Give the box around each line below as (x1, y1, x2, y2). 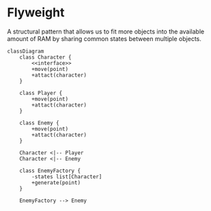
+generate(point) (31, 179, 81, 186)
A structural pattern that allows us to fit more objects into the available (7, 27, 205, 36)
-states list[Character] (31, 173, 102, 180)
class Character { (19, 53, 72, 61)
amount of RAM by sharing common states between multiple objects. (7, 34, 201, 42)
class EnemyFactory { (19, 167, 81, 174)
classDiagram (7, 48, 44, 55)
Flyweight (7, 5, 65, 20)
